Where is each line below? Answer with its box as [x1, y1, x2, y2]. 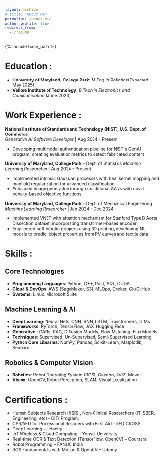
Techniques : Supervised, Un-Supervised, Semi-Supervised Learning [12, 334, 152, 340]
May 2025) [12, 82, 35, 88]
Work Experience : [5, 110, 82, 121]
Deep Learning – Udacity [12, 426, 63, 432]
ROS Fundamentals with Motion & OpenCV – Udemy [12, 447, 117, 453]
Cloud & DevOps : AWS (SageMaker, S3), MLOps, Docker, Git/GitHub [12, 286, 150, 292]
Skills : [5, 248, 33, 259]
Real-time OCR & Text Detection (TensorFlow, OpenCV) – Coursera [12, 436, 147, 442]
